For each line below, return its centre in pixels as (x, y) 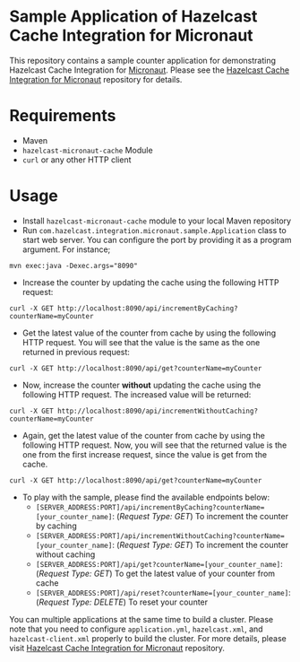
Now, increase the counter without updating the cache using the (141, 385)
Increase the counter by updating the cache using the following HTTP (150, 282)
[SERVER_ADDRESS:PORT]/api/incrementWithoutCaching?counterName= (160, 536)
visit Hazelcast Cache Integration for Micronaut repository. (117, 648)
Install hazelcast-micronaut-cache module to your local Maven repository (157, 221)
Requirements (63, 116)
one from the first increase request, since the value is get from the (144, 454)
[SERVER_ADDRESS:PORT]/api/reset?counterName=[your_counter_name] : (163, 592)
